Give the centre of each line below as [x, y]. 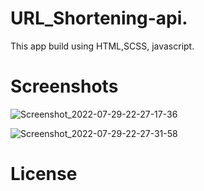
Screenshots [64, 86]
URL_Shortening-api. [99, 18]
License [44, 174]
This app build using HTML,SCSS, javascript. [102, 46]
